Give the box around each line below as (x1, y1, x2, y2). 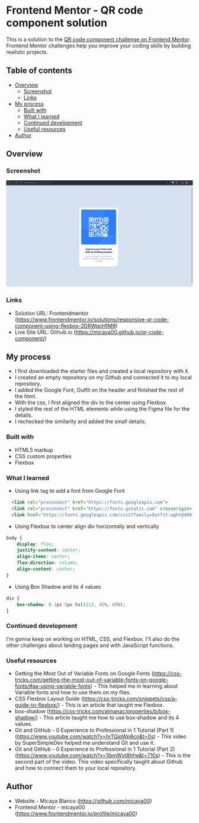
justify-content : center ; (17, 547, 81, 553)
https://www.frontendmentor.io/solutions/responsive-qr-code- (17, 315, 169, 323)
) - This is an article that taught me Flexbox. (57, 701, 165, 709)
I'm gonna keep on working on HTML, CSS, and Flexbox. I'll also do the (6, 635, 179, 642)
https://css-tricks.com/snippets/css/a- (82, 695, 178, 703)
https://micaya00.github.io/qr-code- (75, 328, 164, 336)
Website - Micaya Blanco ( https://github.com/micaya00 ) (14, 797, 152, 804)
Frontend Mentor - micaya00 (14, 803, 86, 811)
